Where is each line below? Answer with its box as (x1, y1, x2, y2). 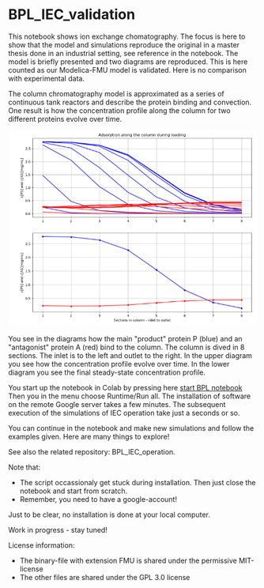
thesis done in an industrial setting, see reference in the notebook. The (8, 48, 239, 58)
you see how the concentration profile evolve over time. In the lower (8, 360, 230, 369)
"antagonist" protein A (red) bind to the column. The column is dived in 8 (8, 342, 245, 352)
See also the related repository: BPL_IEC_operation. (8, 447, 175, 457)
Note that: (8, 462, 41, 472)
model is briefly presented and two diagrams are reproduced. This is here (8, 57, 248, 66)
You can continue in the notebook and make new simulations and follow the (8, 424, 255, 433)
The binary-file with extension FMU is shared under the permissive (19, 556, 237, 566)
